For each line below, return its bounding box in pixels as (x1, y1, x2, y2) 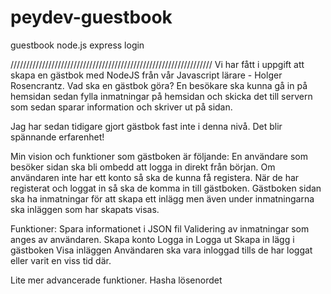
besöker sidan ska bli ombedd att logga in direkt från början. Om (10, 161, 276, 173)
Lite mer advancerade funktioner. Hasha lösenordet (10, 274, 223, 286)
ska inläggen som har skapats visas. (10, 203, 160, 215)
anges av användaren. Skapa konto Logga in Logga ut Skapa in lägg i (10, 233, 295, 245)
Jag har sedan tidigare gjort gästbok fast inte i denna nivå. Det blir (10, 120, 283, 132)
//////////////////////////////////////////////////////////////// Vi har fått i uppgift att (10, 58, 305, 70)
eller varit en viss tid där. (10, 254, 112, 266)
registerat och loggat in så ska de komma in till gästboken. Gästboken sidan (10, 182, 322, 194)
